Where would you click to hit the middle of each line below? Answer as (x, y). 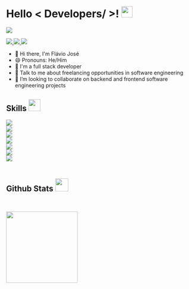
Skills (16, 109)
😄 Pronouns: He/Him (41, 60)
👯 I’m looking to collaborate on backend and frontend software (91, 79)
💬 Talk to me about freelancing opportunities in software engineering (99, 73)
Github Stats (30, 189)
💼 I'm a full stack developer (48, 66)
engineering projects (40, 85)
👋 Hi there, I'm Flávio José (47, 54)
